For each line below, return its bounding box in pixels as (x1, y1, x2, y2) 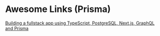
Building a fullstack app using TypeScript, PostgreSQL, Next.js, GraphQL (5, 20, 155, 26)
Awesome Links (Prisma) (5, 3, 111, 15)
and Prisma (5, 25, 29, 31)
